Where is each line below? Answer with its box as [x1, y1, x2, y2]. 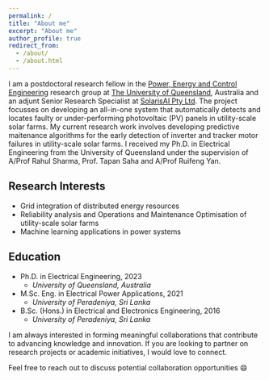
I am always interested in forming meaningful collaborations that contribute [8, 330, 258, 340]
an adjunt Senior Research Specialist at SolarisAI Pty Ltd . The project [8, 96, 238, 106]
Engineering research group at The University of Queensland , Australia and [8, 87, 258, 97]
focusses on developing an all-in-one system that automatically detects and [8, 104, 261, 114]
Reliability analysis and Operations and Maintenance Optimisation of [19, 209, 247, 219]
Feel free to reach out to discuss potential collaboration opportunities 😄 [8, 362, 248, 372]
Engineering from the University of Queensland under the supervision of [8, 147, 249, 157]
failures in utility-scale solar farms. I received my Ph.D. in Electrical [8, 139, 230, 148]
